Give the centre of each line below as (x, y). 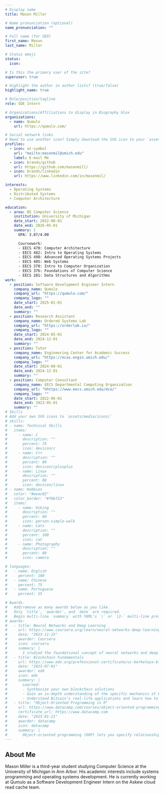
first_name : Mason (24, 41)
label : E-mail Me (31, 158)
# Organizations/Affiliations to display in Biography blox (68, 112)
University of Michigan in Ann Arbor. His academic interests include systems (82, 771)
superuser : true (21, 77)
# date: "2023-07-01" (31, 667)
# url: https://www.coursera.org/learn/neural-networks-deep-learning (83, 630)
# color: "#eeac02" (27, 494)
